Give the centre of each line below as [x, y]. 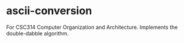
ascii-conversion [49, 11]
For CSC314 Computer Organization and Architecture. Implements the [92, 27]
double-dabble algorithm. [38, 33]
